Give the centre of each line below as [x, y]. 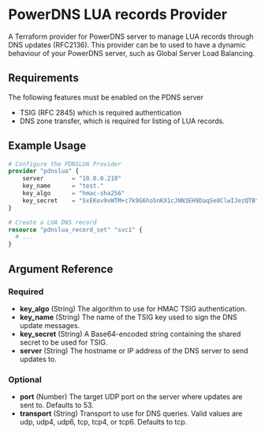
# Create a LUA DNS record [52, 222]
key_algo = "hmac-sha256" [74, 194]
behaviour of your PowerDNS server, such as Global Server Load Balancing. [131, 53]
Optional [25, 379]
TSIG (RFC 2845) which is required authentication [101, 112]
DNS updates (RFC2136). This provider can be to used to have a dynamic [127, 44]
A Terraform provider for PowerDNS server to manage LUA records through [131, 36]
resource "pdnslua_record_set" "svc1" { [76, 230]
